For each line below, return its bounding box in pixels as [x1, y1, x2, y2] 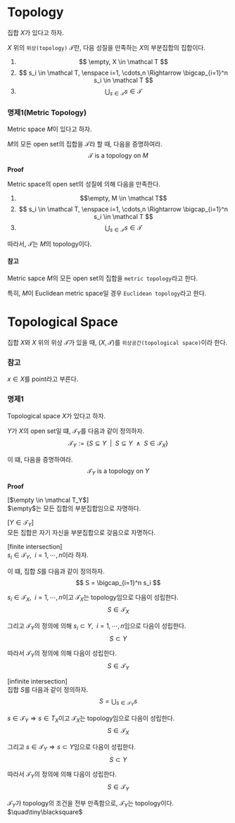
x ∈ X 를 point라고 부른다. [7, 375, 79, 384]
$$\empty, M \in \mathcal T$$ [80, 194, 167, 203]
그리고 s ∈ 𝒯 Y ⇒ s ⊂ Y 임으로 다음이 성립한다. [7, 743, 136, 753]
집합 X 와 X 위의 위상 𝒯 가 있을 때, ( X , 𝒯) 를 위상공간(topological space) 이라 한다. [7, 338, 228, 346]
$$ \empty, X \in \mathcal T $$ [78, 57, 169, 65]
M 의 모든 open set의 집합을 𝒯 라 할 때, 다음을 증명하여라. [7, 140, 163, 149]
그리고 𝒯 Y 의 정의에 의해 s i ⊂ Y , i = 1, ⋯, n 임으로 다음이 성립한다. [7, 622, 186, 632]
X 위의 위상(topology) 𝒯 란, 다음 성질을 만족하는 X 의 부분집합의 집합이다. [7, 43, 206, 51]
